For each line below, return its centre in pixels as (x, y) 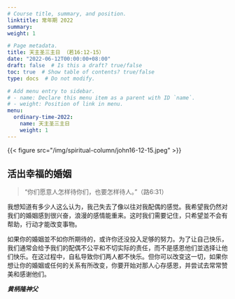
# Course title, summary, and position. (67, 14)
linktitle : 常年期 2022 (40, 20)
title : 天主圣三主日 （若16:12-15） (56, 53)
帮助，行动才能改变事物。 (44, 224)
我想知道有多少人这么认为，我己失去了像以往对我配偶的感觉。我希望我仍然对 (117, 207)
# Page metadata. (33, 46)
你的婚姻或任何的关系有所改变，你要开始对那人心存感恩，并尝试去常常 (120, 265)
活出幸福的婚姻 (40, 174)
